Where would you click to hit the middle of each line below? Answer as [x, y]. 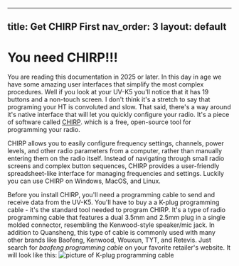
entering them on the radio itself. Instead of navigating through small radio [116, 159]
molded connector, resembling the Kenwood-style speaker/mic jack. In [111, 225]
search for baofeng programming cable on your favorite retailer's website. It [119, 248]
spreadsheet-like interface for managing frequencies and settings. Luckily [116, 174]
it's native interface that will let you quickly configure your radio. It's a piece [118, 115]
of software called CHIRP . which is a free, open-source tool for [99, 122]
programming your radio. [44, 130]
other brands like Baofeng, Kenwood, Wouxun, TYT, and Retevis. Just [110, 240]
